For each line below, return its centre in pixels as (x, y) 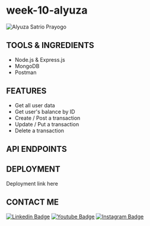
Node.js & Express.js (40, 59)
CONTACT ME (33, 202)
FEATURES (26, 91)
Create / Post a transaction (47, 118)
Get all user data (35, 105)
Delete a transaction (39, 130)
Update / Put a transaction (47, 124)
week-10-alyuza (47, 10)
